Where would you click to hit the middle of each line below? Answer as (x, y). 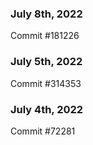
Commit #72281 (43, 131)
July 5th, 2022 (46, 62)
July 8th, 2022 (46, 14)
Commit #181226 (45, 36)
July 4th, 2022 (47, 109)
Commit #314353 (46, 83)
